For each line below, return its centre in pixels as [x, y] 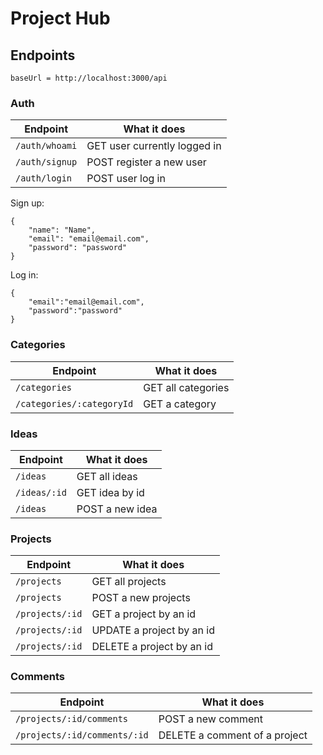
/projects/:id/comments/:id [82, 735]
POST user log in [126, 179]
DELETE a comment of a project [233, 735]
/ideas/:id [41, 492]
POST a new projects [141, 598]
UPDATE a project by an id [153, 630]
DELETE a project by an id [152, 647]
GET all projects [129, 582]
